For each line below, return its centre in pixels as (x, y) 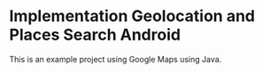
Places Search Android (95, 35)
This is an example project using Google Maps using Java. (116, 59)
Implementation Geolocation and (132, 16)
